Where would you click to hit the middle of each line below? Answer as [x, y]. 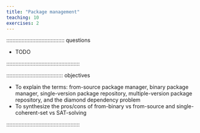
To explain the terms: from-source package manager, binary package [102, 87]
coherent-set [31, 113]
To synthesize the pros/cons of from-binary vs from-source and [95, 106]
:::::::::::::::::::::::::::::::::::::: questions [48, 41]
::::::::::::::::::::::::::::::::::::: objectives [48, 76]
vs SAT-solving [68, 113]
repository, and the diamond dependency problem [78, 100]
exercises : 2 [23, 23]
